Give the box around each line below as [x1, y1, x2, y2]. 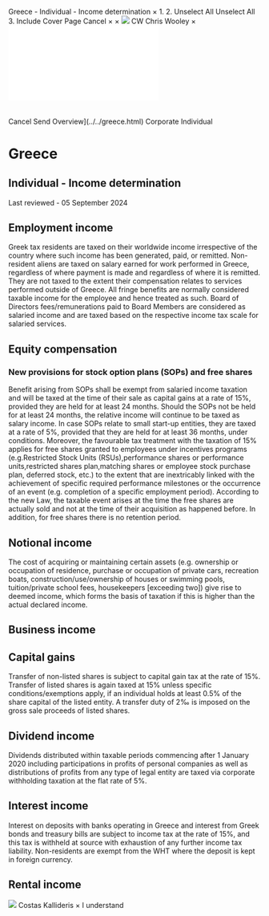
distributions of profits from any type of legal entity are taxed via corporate [8, 767, 255, 777]
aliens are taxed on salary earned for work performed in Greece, [37, 259, 250, 269]
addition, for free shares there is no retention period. [8, 513, 182, 523]
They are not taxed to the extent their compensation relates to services [8, 276, 243, 286]
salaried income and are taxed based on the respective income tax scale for [8, 311, 259, 320]
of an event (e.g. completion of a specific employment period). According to [8, 487, 259, 497]
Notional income [8, 535, 92, 549]
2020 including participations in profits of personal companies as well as [8, 759, 248, 768]
